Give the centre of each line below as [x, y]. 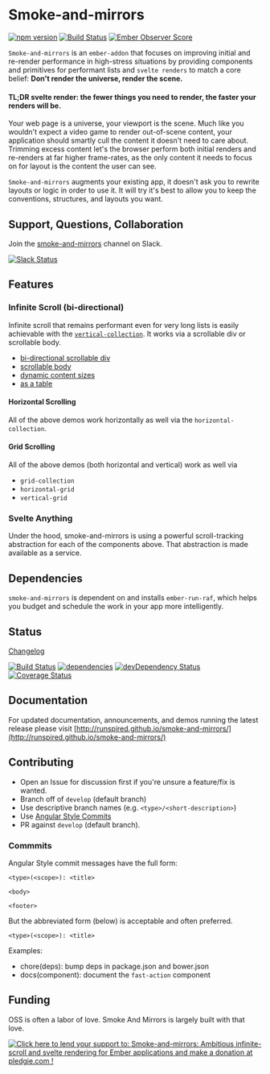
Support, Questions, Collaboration [96, 224]
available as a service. [45, 553]
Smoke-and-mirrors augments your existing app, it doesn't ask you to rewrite [134, 182]
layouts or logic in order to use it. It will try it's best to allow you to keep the [133, 190]
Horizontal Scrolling [42, 402]
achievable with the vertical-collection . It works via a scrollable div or [127, 334]
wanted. [33, 790]
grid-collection [47, 481]
